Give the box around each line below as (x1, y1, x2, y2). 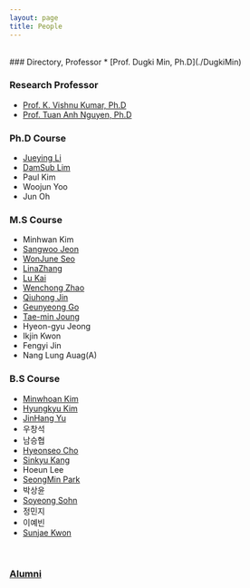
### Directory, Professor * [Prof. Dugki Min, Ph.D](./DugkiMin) (9, 56, 242, 67)
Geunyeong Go (22, 301, 80, 313)
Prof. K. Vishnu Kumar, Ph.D (22, 99, 127, 110)
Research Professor (9, 79, 99, 92)
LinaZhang (22, 263, 63, 274)
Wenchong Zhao (22, 282, 85, 293)
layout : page (9, 13, 59, 23)
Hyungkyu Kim (22, 403, 79, 414)
